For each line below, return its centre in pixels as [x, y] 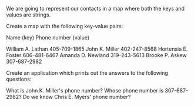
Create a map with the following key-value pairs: [65, 26]
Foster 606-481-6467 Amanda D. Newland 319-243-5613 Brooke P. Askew [96, 55]
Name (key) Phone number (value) [48, 37]
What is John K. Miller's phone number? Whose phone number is [85, 90]
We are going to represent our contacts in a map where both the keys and [96, 9]
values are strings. [29, 15]
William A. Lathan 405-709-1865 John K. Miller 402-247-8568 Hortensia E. [97, 49]
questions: [19, 79]
